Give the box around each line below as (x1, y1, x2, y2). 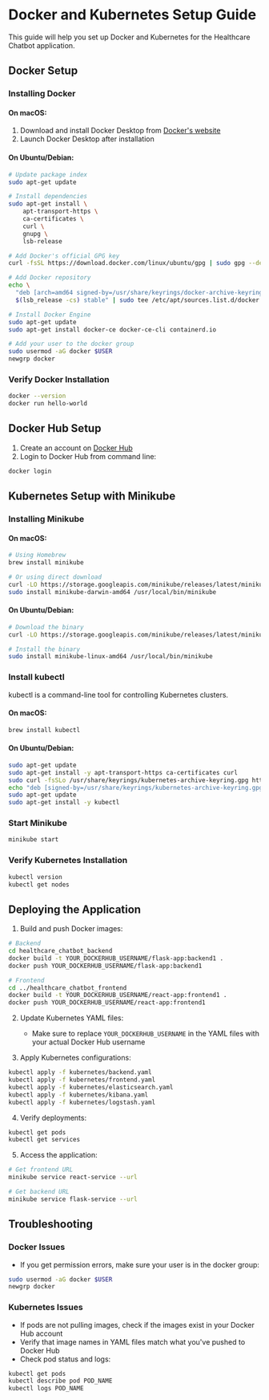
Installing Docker (8, 88, 76, 100)
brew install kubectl (8, 726, 81, 734)
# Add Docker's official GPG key (8, 251, 120, 260)
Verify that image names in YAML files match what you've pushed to (19, 1337, 246, 1346)
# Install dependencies (8, 193, 88, 201)
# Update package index (8, 170, 88, 178)
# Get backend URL (8, 1188, 70, 1196)
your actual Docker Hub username (31, 1037, 146, 1047)
